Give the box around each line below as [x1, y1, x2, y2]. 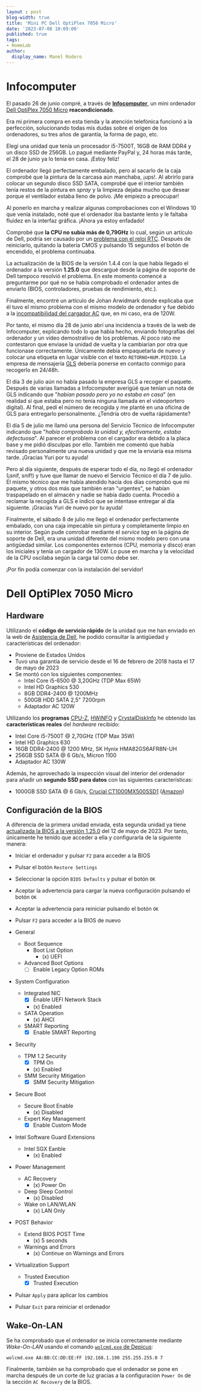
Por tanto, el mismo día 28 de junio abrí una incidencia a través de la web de [6, 321, 196, 329]
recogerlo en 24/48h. [6, 366, 60, 373]
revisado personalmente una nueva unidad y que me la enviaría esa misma [6, 447, 192, 454]
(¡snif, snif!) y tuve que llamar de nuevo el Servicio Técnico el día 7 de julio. [6, 472, 192, 479]
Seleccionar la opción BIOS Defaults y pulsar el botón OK [14, 875, 156, 882]
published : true [6, 31, 47, 37]
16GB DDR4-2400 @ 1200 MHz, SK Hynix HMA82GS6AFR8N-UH [14, 745, 177, 752]
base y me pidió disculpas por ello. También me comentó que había [6, 441, 174, 448]
